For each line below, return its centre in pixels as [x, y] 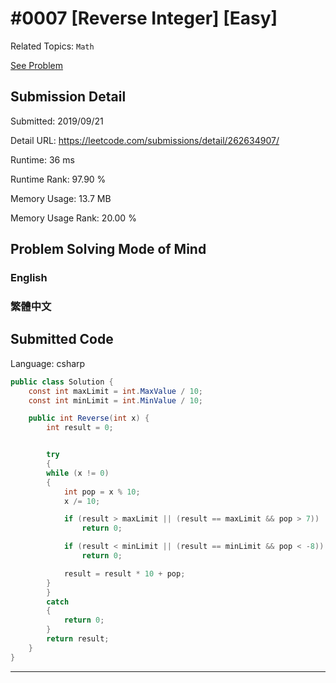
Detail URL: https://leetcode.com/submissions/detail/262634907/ [145, 140]
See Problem [37, 65]
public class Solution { [62, 382]
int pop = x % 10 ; [102, 492]
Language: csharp [48, 363]
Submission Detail [68, 97]
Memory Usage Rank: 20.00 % [73, 218]
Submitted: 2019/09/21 [57, 121]
